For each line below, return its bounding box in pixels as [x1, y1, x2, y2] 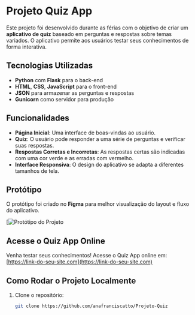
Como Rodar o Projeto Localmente [6, 275, 136, 286]
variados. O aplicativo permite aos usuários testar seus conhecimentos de [6, 37, 189, 44]
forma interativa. [6, 43, 47, 50]
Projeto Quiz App [6, 4, 93, 18]
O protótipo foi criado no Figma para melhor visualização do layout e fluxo [6, 200, 190, 208]
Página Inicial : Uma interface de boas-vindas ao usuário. [14, 129, 156, 136]
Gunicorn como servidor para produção [14, 95, 114, 103]
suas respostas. [14, 142, 54, 149]
